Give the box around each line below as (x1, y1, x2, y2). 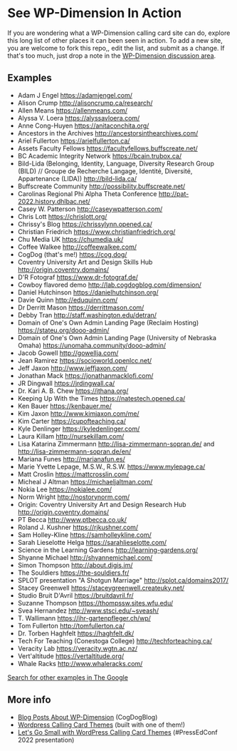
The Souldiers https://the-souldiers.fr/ (17, 568, 130, 577)
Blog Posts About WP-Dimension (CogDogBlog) (17, 712, 158, 721)
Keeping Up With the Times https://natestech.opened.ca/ (17, 394, 186, 402)
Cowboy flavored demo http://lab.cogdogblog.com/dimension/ (17, 280, 201, 289)
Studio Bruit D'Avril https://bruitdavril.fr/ (17, 591, 134, 600)
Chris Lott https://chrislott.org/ (17, 212, 107, 220)
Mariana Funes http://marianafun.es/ (17, 454, 126, 463)
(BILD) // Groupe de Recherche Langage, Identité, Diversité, (17, 166, 193, 175)
